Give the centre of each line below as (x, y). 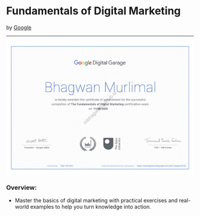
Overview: (21, 187)
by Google (19, 27)
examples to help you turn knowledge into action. (91, 206)
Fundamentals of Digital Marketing (93, 11)
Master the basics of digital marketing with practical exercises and (96, 200)
